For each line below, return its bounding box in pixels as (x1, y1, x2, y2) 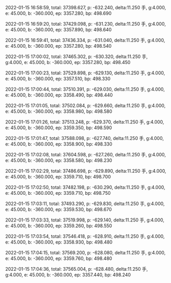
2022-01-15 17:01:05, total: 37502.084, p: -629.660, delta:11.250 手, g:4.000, (5, 103, 166, 109)
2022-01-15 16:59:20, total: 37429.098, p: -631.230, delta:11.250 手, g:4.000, (5, 21, 166, 27)
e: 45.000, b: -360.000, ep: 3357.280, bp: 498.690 (5, 10, 112, 16)
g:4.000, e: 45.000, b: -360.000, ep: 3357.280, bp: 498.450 (5, 59, 131, 65)
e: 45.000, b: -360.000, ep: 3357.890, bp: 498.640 (5, 27, 112, 32)
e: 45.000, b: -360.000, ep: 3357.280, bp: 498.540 (5, 43, 112, 49)
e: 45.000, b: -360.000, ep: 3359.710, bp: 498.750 (5, 190, 111, 196)
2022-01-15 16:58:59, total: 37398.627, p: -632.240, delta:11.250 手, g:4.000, (5, 5, 166, 10)
